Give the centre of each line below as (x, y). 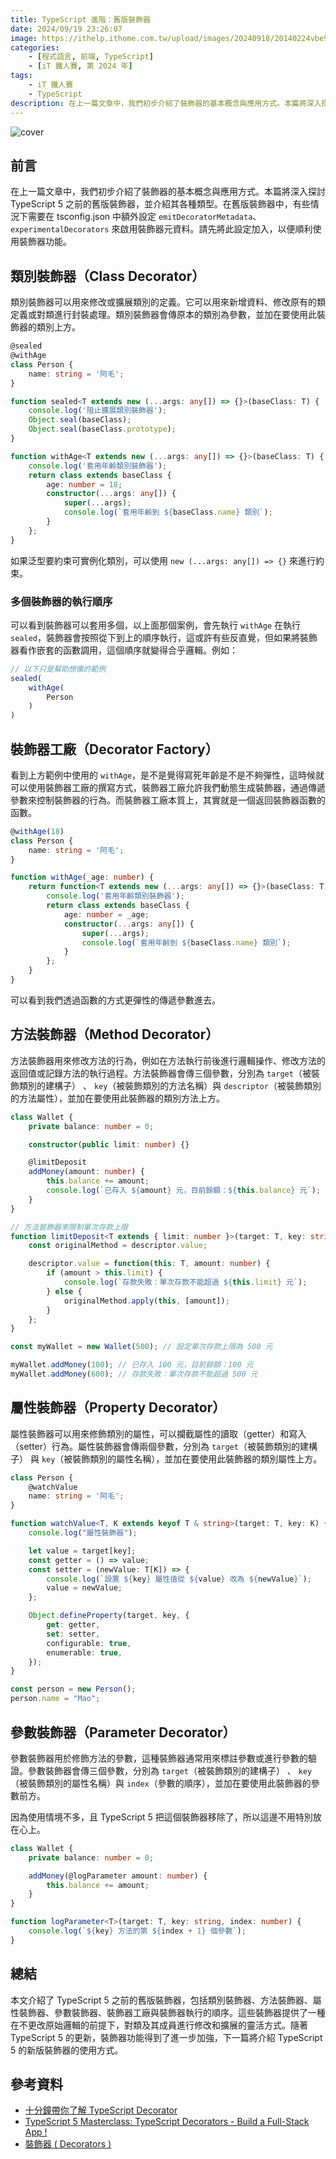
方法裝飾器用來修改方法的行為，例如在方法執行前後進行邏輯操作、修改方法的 (168, 1060)
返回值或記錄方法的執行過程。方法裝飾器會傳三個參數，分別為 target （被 (161, 1073)
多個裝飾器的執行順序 (61, 601)
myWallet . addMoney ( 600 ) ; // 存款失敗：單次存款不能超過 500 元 (134, 1374)
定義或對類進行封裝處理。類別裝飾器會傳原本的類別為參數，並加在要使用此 (163, 315)
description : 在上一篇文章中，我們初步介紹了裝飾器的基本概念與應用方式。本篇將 (158, 103)
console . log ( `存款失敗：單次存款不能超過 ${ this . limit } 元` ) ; (185, 1282)
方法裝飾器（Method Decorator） (115, 1034)
